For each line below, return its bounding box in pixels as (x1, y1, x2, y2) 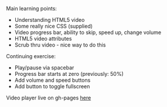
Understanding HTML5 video (14, 16, 85, 23)
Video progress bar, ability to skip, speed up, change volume (14, 29, 162, 36)
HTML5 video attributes (14, 35, 72, 42)
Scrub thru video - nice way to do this (14, 41, 106, 48)
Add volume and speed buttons (14, 76, 91, 83)
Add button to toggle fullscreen (14, 83, 90, 90)
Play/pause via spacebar (14, 64, 74, 71)
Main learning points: (6, 5, 57, 12)
